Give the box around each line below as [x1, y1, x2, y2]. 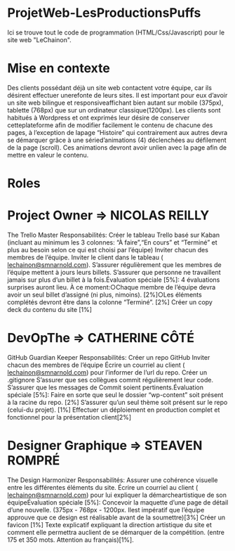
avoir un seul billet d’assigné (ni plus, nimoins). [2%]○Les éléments [7, 290, 202, 299]
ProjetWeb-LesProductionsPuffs [7, 5, 201, 21]
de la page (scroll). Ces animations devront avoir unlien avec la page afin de [7, 143, 227, 152]
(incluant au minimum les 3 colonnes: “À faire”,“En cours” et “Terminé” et [7, 238, 217, 247]
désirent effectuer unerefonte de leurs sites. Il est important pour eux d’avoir [7, 91, 228, 99]
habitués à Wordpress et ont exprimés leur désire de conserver [7, 113, 190, 122]
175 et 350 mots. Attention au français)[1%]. [7, 536, 135, 544]
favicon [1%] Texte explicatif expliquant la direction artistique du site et [7, 520, 213, 529]
